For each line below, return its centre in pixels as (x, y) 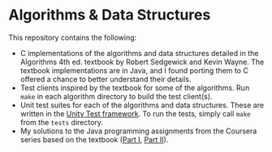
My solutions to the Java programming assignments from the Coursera (138, 131)
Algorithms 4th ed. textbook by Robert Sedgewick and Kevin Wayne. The (142, 62)
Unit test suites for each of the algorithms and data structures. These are (142, 105)
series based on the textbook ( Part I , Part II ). (94, 139)
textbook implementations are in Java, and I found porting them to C (134, 70)
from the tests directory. (62, 122)
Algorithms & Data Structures (110, 15)
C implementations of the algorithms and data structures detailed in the (139, 53)
